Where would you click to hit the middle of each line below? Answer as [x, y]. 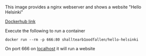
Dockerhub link [20, 21]
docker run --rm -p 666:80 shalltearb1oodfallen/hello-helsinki [72, 40]
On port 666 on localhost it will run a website [50, 49]
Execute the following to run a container [45, 31]
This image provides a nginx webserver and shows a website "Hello [73, 7]
